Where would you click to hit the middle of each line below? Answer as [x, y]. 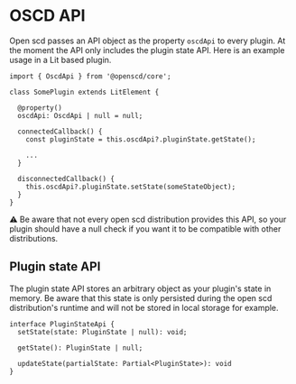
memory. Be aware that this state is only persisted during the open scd [141, 297]
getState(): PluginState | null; [80, 348]
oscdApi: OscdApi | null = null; [80, 115]
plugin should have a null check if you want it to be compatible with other [145, 229]
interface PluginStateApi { [62, 324]
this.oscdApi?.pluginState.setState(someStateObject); [131, 187]
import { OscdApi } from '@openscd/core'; [90, 76]
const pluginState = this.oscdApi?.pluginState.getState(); [141, 139]
